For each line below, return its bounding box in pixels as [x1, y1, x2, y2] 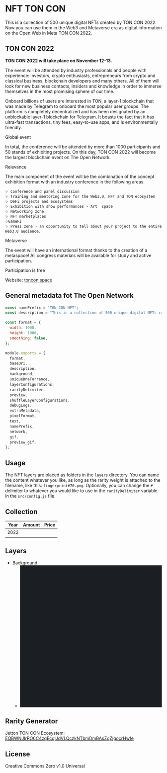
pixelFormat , [9, 414, 37, 419]
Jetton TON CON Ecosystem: [5, 730, 65, 736]
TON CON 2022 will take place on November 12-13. [5, 58, 112, 64]
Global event [5, 134, 31, 140]
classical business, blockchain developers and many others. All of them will [5, 78, 160, 84]
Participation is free [5, 267, 46, 273]
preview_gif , [9, 439, 37, 445]
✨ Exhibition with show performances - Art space [5, 204, 113, 209]
